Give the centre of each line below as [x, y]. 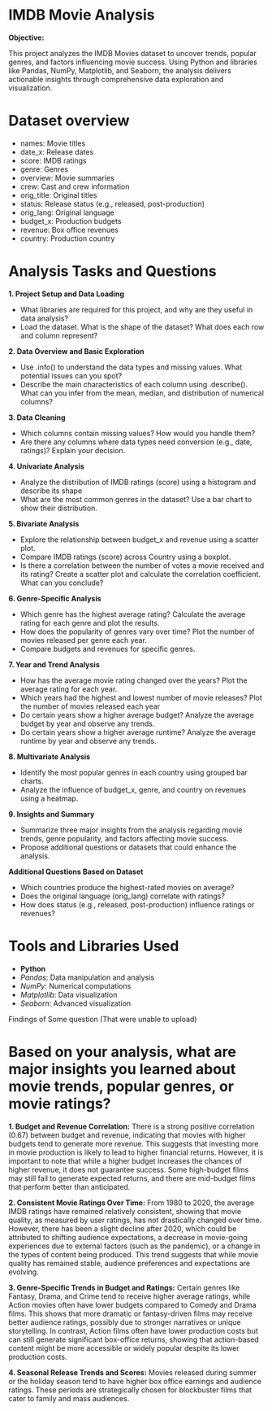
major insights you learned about [122, 1069]
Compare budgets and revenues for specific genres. [108, 649]
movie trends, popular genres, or [121, 1086]
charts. [32, 781]
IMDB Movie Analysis [82, 15]
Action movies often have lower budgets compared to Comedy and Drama [133, 1304]
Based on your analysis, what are [123, 1052]
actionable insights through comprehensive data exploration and [116, 79]
